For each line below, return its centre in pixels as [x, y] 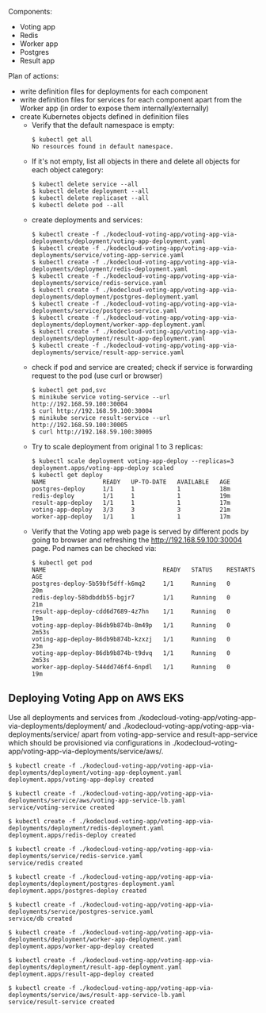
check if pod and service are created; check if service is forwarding [142, 367]
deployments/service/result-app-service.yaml [108, 352]
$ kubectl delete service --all [85, 184]
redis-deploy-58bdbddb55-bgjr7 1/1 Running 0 [131, 598]
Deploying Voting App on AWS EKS [96, 698]
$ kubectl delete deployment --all [90, 191]
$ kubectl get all [62, 140]
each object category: [67, 169]
